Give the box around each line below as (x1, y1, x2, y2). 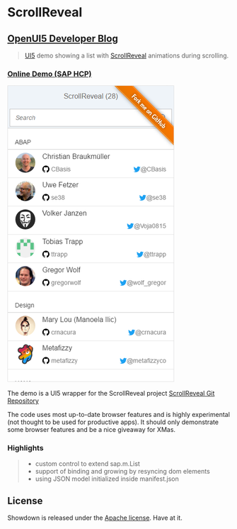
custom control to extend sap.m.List (35, 459, 140, 468)
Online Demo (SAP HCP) (7, 69, 92, 79)
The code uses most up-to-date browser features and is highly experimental (7, 411, 230, 419)
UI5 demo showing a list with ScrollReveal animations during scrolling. (24, 51, 229, 60)
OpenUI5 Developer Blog (7, 33, 118, 45)
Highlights (7, 443, 44, 453)
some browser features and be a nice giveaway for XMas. (7, 425, 175, 434)
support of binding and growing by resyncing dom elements (35, 467, 210, 475)
